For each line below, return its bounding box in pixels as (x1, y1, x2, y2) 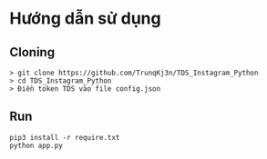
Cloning (9, 45, 56, 60)
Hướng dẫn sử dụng (9, 8, 161, 29)
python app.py (9, 141, 64, 150)
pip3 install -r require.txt (9, 133, 120, 142)
